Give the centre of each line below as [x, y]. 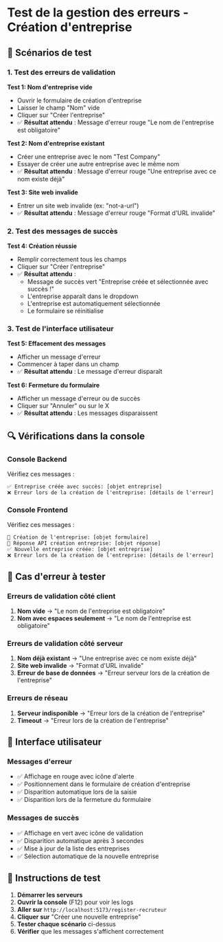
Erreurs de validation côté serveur [65, 644]
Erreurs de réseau [38, 698]
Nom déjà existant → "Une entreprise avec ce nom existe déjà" [107, 658]
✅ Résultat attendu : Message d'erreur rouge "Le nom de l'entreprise [115, 122]
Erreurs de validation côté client [61, 596]
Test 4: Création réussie [42, 246]
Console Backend [37, 459]
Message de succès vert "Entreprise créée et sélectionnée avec [118, 282]
